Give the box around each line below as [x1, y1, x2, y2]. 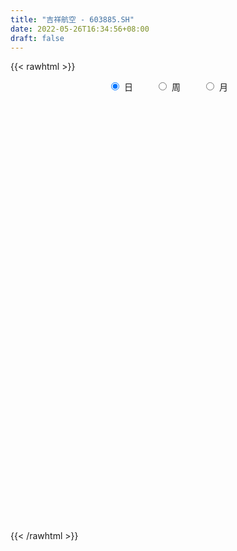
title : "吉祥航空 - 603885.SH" [10, 14, 135, 25]
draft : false [10, 33, 65, 43]
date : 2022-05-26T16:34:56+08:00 [10, 24, 150, 34]
